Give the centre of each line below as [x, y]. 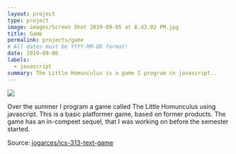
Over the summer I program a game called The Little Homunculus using [112, 106]
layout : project [31, 14]
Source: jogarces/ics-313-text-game [61, 143]
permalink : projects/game [45, 40]
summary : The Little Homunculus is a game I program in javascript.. [112, 73]
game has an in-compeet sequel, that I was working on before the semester [118, 122]
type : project [28, 20]
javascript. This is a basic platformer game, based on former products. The [117, 114]
